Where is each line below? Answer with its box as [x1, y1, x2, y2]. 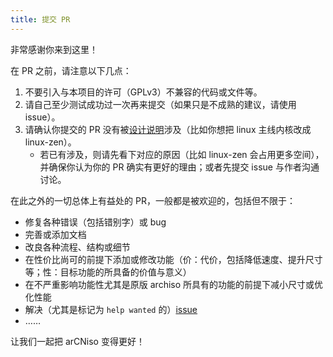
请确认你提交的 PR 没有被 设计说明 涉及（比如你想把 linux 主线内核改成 [24, 123, 312, 135]
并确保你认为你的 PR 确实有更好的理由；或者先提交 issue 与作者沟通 [39, 161, 320, 173]
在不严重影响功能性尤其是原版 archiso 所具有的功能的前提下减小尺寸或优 [24, 278, 324, 290]
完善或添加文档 [24, 228, 87, 240]
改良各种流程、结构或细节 [24, 241, 131, 253]
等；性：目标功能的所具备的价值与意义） [24, 266, 192, 278]
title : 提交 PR [10, 14, 71, 25]
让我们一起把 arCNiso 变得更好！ [10, 335, 145, 347]
